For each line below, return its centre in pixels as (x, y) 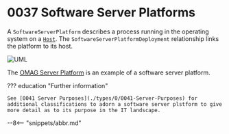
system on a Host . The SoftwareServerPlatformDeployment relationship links (113, 38)
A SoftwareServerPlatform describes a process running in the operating (108, 31)
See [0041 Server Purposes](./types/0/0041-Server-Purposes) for (102, 98)
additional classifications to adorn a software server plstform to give (115, 104)
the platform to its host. (40, 46)
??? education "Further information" (58, 85)
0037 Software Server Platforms (101, 13)
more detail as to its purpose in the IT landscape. (84, 110)
